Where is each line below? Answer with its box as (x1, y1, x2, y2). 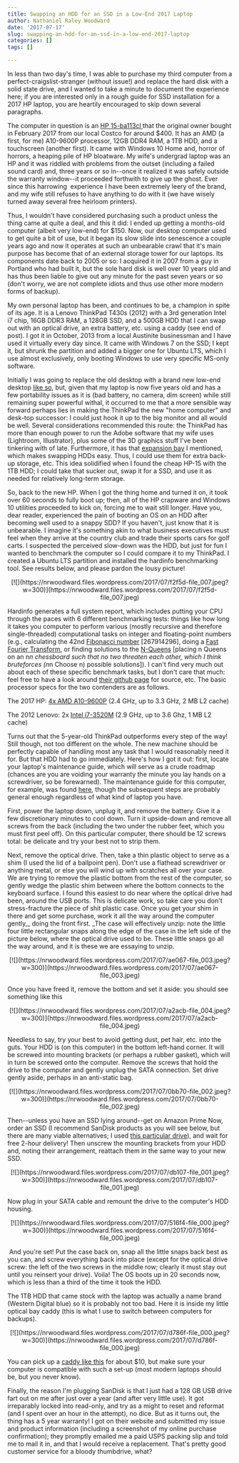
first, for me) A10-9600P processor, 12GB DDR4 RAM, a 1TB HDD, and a (7, 137, 218, 145)
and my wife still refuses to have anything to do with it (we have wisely (7, 190, 215, 198)
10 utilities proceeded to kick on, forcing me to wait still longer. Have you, (7, 503, 223, 512)
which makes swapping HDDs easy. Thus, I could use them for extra (7, 452, 208, 460)
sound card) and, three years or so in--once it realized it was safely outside (7, 167, 230, 175)
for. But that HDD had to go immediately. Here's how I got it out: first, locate (7, 755, 230, 763)
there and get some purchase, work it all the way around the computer (7, 912, 215, 920)
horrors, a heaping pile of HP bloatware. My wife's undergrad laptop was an (7, 152, 230, 160)
